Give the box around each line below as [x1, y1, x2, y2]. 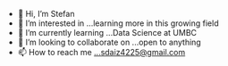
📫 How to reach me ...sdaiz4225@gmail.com [17, 47, 186, 57]
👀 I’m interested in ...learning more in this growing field [17, 18, 219, 29]
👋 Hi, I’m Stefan [17, 9, 75, 19]
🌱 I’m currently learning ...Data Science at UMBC [17, 28, 198, 37]
